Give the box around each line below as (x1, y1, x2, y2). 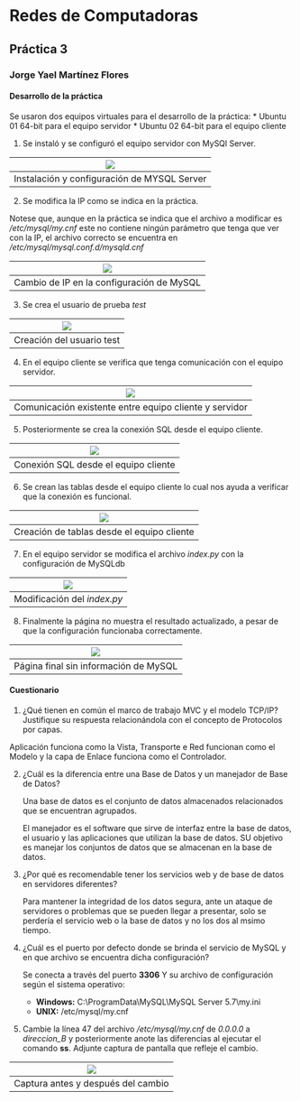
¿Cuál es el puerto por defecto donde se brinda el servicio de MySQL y (22, 942, 286, 953)
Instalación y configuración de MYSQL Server (14, 172, 207, 185)
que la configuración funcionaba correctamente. (22, 625, 203, 636)
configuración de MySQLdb (22, 558, 126, 569)
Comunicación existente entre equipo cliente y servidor (14, 401, 248, 413)
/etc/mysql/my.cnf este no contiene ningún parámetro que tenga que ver (9, 222, 279, 233)
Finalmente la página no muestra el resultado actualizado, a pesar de (22, 615, 279, 626)
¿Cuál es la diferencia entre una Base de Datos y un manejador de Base (22, 768, 288, 779)
